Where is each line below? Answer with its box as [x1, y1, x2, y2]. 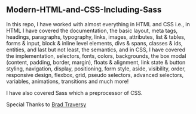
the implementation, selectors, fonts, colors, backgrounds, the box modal [6, 52, 186, 59]
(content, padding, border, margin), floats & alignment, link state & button [6, 58, 186, 66]
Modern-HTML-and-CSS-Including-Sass [6, 5, 162, 15]
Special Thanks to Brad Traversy [6, 101, 87, 108]
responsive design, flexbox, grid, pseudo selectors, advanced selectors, [6, 71, 184, 78]
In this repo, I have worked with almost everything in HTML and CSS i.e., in [6, 20, 190, 27]
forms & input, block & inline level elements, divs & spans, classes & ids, [6, 39, 183, 47]
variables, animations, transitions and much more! [6, 78, 129, 85]
